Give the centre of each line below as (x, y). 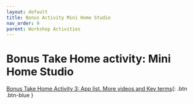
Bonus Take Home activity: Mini (89, 59)
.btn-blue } (20, 95)
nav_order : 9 (23, 23)
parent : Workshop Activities (44, 29)
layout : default (27, 12)
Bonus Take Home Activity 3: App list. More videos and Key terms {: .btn (97, 89)
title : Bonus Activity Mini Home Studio (59, 18)
